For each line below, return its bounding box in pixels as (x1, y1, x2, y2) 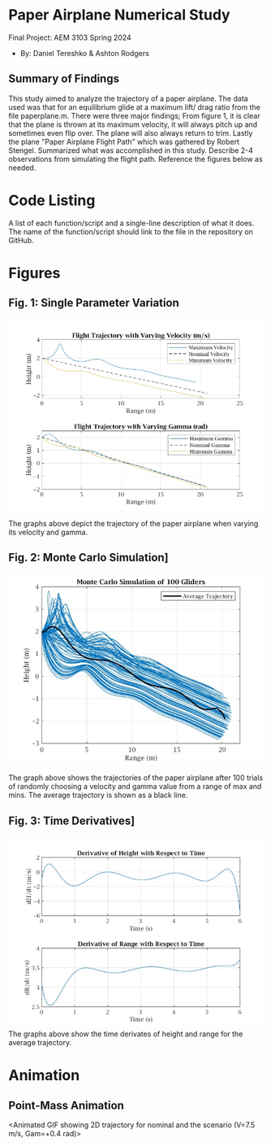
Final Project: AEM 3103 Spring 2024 (8, 33, 131, 42)
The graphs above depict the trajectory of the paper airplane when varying (8, 518, 259, 528)
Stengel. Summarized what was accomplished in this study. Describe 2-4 (8, 145, 254, 155)
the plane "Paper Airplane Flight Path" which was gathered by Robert (8, 137, 240, 146)
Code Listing (8, 191, 96, 209)
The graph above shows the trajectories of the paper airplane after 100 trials (8, 773, 264, 782)
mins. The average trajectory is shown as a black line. (8, 791, 188, 800)
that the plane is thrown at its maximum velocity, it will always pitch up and (8, 120, 258, 129)
